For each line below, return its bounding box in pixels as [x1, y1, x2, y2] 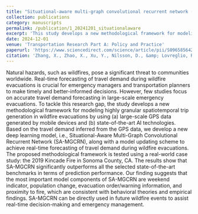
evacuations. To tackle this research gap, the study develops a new [6, 100, 170, 107]
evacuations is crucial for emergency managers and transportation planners [6, 81, 190, 89]
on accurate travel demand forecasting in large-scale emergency [6, 94, 164, 101]
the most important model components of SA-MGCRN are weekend [6, 176, 170, 183]
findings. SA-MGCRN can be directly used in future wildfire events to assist [6, 194, 189, 202]
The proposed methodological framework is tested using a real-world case [6, 150, 188, 157]
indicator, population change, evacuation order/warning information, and [6, 181, 182, 189]
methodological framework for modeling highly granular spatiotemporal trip [6, 106, 189, 114]
